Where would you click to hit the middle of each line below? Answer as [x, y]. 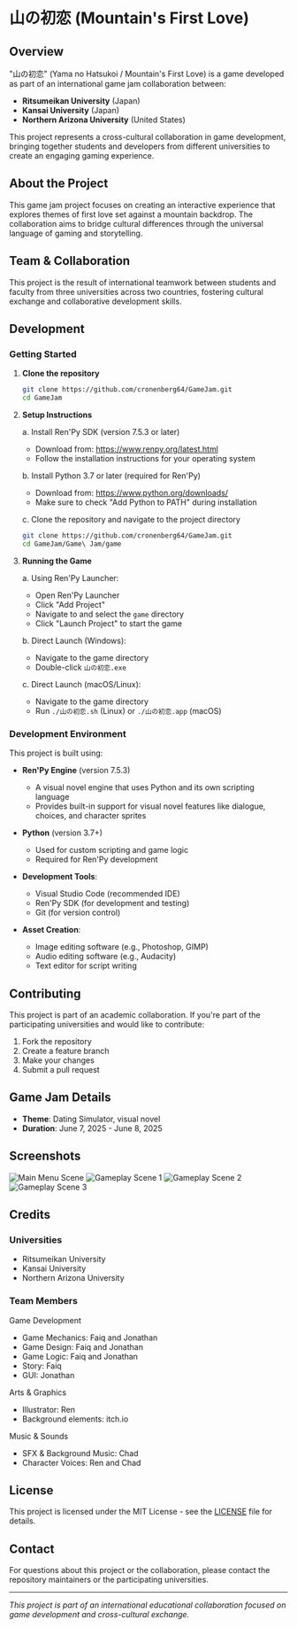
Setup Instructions [57, 415]
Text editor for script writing [86, 965]
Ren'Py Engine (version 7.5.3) [76, 771]
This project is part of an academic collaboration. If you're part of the [135, 1014]
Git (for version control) [78, 912]
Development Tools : [60, 877]
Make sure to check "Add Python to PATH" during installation [146, 502]
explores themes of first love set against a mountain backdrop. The [131, 214]
